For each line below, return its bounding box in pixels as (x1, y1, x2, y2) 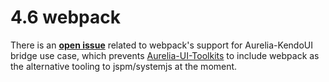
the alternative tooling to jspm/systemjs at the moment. (10, 60, 238, 72)
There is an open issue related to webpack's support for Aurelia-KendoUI (10, 39, 313, 51)
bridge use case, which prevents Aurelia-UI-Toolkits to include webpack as (10, 49, 320, 61)
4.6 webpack (10, 6, 121, 29)
